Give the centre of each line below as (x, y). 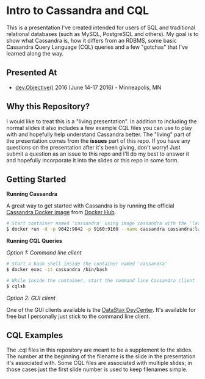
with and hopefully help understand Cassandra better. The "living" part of (99, 134)
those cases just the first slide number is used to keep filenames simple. (97, 369)
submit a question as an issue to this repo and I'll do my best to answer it (98, 154)
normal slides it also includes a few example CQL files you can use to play (99, 128)
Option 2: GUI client (31, 298)
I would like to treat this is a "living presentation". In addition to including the (102, 121)
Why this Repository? (48, 106)
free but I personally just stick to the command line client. (78, 316)
